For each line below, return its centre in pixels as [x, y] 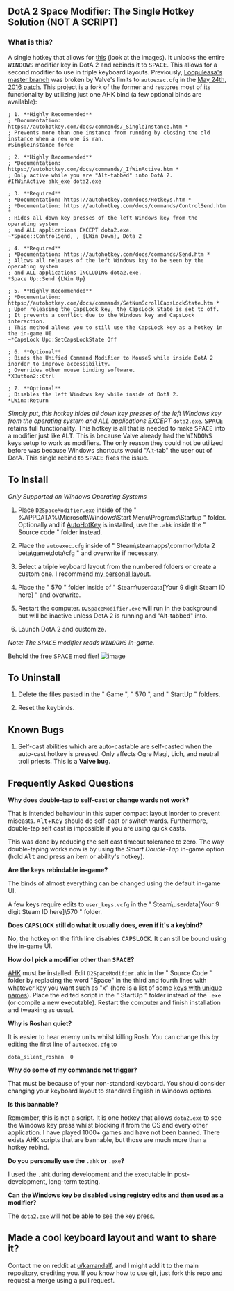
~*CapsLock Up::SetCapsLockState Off [62, 339]
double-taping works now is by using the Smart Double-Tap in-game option [116, 849]
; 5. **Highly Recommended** [50, 291]
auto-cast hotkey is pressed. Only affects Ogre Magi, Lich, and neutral [118, 754]
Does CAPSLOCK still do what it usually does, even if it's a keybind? [106, 925]
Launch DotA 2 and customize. [62, 629]
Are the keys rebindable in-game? [58, 869]
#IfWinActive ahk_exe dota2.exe [55, 181]
